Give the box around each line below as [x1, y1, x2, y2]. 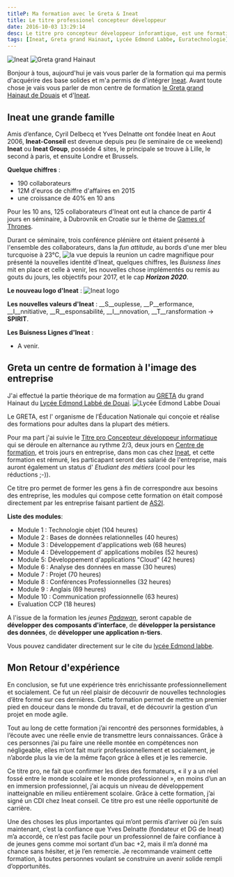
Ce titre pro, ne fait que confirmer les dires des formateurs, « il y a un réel [7, 767, 218, 775]
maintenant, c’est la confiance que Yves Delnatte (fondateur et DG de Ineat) [7, 825, 224, 833]
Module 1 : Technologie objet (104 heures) [17, 525, 138, 534]
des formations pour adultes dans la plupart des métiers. [7, 419, 170, 428]
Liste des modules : [7, 512, 63, 520]
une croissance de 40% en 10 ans [17, 193, 115, 202]
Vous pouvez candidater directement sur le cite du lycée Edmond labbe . [7, 641, 214, 650]
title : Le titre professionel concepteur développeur [7, 17, 167, 24]
